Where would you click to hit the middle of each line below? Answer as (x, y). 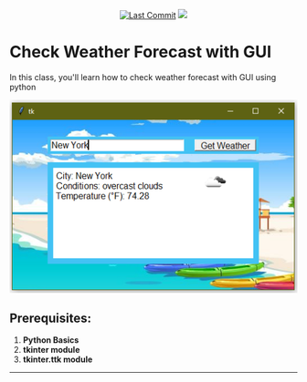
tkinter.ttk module (58, 359)
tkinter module (51, 350)
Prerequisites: (50, 318)
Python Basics (51, 340)
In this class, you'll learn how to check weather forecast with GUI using (143, 77)
